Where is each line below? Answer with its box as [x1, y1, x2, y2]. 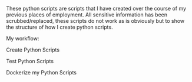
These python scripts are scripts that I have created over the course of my [6, 5, 187, 12]
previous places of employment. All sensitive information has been [6, 11, 168, 18]
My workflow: [6, 35, 39, 42]
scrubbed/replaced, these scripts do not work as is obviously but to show [6, 18, 185, 24]
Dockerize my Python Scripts [6, 69, 77, 76]
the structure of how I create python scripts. [6, 23, 113, 30]
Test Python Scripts [6, 58, 54, 64]
